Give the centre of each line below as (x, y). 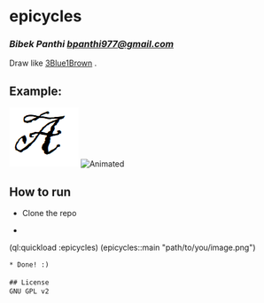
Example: (35, 91)
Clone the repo (49, 214)
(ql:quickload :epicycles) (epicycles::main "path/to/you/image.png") (132, 248)
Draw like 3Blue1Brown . (53, 63)
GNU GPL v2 (29, 291)
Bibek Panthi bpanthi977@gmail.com (92, 44)
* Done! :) (29, 265)
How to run (40, 192)
